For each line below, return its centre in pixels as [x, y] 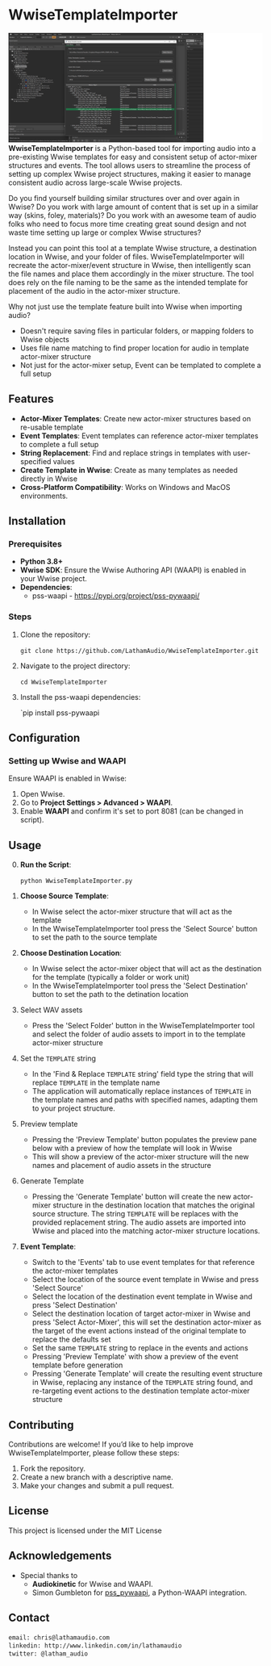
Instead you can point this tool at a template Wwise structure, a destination [132, 248]
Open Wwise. [42, 794]
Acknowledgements [60, 1556]
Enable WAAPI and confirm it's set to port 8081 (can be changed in [131, 811]
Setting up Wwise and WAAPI [67, 761]
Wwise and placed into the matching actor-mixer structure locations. [146, 1231]
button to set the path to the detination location [110, 994]
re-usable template [52, 427]
